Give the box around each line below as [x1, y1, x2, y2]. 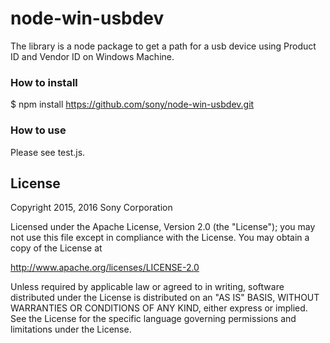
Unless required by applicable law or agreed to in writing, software [10, 281, 285, 293]
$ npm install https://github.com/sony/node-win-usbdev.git [10, 98, 255, 111]
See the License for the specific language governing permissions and [10, 313, 297, 325]
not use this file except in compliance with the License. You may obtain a [10, 232, 310, 244]
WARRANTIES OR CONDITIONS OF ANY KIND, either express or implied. [10, 302, 308, 314]
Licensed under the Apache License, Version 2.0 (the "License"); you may [10, 221, 316, 233]
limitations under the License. [10, 323, 132, 336]
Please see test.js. [10, 146, 86, 158]
